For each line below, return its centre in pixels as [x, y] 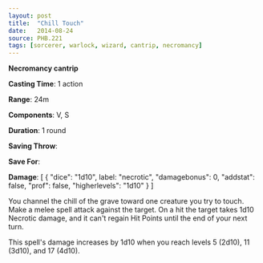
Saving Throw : [33, 146]
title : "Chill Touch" [46, 23]
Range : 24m [29, 99]
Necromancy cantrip [43, 68]
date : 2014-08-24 [41, 30]
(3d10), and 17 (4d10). [44, 251]
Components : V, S [39, 115]
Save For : [24, 162]
